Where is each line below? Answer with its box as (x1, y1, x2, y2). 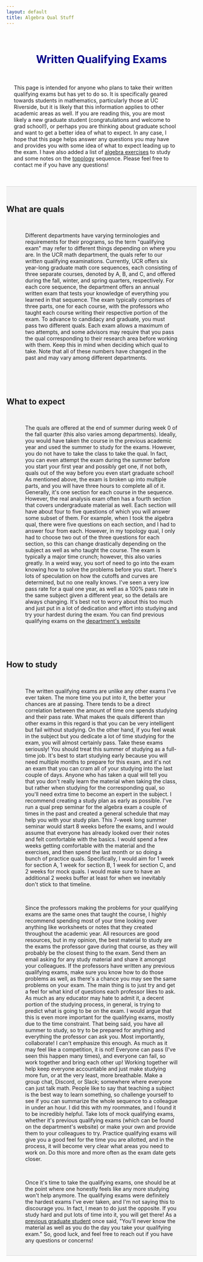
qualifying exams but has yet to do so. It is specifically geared (14, 90, 168, 98)
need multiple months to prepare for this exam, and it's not (25, 758, 171, 766)
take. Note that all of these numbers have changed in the (25, 348, 167, 355)
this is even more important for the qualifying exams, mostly (25, 1013, 175, 1021)
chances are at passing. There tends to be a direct (25, 700, 151, 707)
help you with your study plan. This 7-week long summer (25, 816, 167, 823)
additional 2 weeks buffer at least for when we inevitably (25, 874, 166, 881)
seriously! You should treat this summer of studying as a (25, 745, 165, 752)
